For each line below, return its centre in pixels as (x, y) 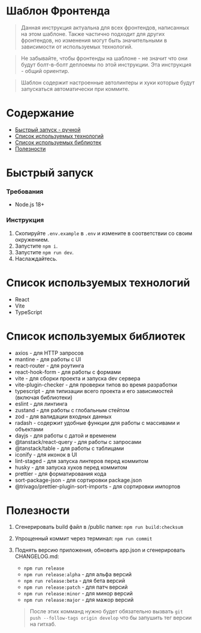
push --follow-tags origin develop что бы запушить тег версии (111, 618)
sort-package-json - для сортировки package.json (78, 480)
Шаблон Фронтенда (58, 11)
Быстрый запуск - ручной (48, 129)
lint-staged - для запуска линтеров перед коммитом (81, 461)
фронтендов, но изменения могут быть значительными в (94, 40)
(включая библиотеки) (44, 397)
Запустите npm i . (36, 246)
